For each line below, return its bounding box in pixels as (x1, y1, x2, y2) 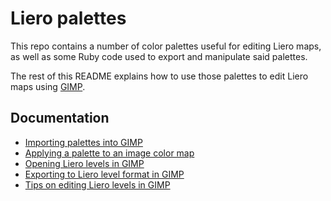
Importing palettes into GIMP (24, 136, 143, 148)
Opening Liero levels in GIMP (24, 157, 145, 169)
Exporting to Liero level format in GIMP (24, 168, 185, 180)
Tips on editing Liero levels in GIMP (24, 178, 171, 191)
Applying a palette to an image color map (24, 147, 195, 159)
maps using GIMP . (10, 80, 86, 92)
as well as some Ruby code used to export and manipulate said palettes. (10, 50, 308, 62)
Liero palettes (10, 7, 127, 30)
